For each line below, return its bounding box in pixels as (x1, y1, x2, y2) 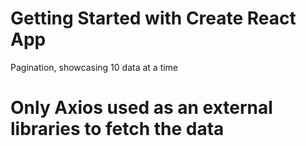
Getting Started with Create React (10, 7, 297, 30)
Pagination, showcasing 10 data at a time (10, 61, 179, 73)
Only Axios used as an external (10, 97, 273, 119)
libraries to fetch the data (10, 118, 225, 141)
